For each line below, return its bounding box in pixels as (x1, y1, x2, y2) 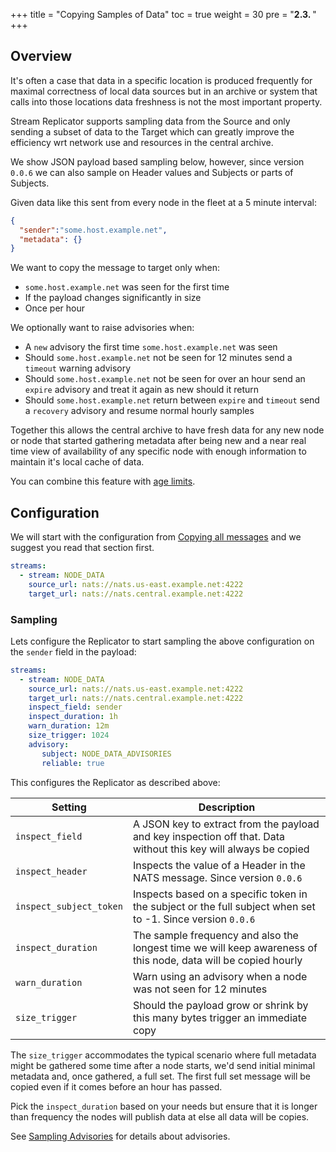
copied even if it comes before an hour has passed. (10, 1080, 223, 1093)
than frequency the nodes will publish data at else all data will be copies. (10, 1110, 310, 1123)
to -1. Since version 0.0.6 (132, 912, 256, 926)
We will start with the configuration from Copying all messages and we (10, 531, 302, 543)
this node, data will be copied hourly (132, 953, 303, 967)
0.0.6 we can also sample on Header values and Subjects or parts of (10, 166, 294, 178)
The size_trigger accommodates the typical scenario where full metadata (10, 1049, 317, 1061)
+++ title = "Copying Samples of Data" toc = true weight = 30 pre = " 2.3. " (10, 9, 317, 20)
